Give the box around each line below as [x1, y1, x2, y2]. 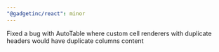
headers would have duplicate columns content [6, 36, 144, 45]
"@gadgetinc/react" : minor [6, 10, 86, 17]
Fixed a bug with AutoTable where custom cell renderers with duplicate [6, 29, 212, 37]
